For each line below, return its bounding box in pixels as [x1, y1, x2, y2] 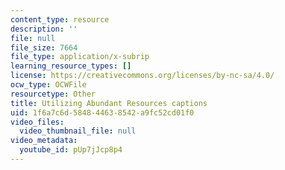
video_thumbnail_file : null [19, 126, 137, 136]
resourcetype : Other [10, 89, 97, 99]
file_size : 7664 [10, 42, 78, 53]
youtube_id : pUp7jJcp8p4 [19, 145, 123, 155]
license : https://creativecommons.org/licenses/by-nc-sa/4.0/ [10, 71, 275, 81]
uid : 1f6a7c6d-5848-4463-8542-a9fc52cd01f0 [10, 107, 195, 118]
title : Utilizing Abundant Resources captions [10, 98, 208, 108]
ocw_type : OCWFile [10, 80, 87, 90]
